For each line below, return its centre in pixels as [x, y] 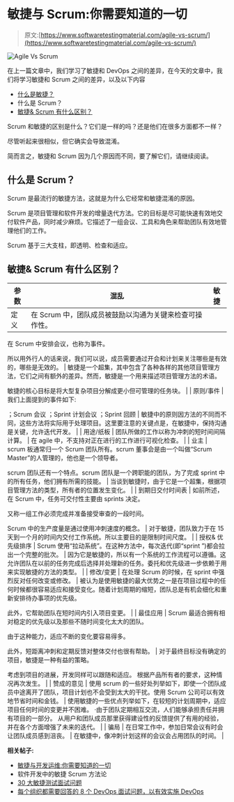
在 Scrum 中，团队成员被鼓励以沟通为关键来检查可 [113, 314]
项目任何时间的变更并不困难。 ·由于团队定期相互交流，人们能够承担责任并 [112, 709]
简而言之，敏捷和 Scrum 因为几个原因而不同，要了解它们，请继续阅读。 [110, 156]
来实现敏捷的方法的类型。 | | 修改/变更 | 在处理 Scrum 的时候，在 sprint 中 [113, 571]
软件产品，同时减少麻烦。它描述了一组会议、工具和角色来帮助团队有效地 [117, 222]
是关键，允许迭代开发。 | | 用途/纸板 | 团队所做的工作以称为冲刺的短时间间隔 [116, 431]
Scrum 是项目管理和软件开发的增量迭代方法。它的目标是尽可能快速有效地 [112, 213]
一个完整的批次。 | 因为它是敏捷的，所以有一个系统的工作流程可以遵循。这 [119, 554]
